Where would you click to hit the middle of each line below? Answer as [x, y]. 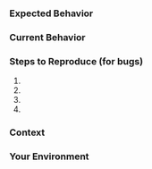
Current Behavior [48, 37]
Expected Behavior [51, 13]
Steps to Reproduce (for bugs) [76, 61]
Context [27, 132]
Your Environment [49, 156]
